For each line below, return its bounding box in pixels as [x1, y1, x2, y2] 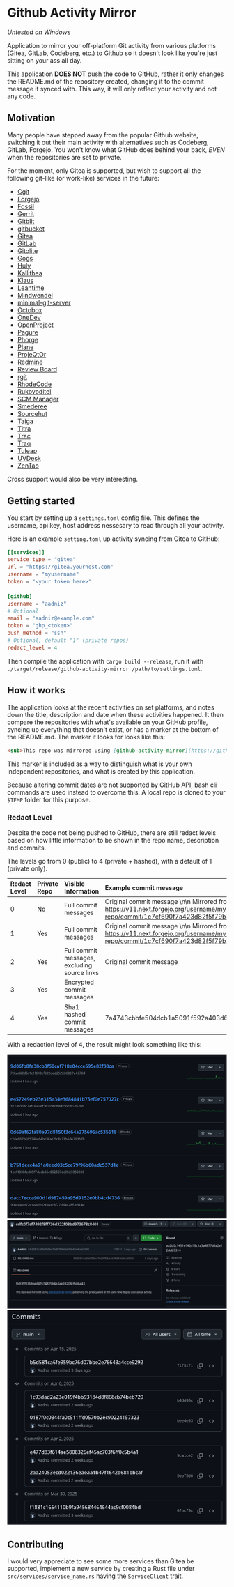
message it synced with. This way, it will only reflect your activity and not [7, 84, 217, 93]
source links [64, 969, 100, 977]
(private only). [7, 864, 47, 873]
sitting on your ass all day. [7, 56, 82, 64]
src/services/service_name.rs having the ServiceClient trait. [7, 1572, 184, 1580]
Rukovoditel [17, 387, 52, 395]
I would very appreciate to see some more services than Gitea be [7, 1557, 194, 1565]
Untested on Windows [7, 28, 71, 36]
